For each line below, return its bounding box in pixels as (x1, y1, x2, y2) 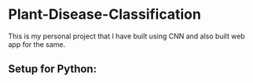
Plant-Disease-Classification (8, 5, 202, 23)
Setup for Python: (8, 63, 97, 76)
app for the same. (8, 39, 65, 49)
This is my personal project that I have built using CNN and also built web (8, 31, 245, 41)
